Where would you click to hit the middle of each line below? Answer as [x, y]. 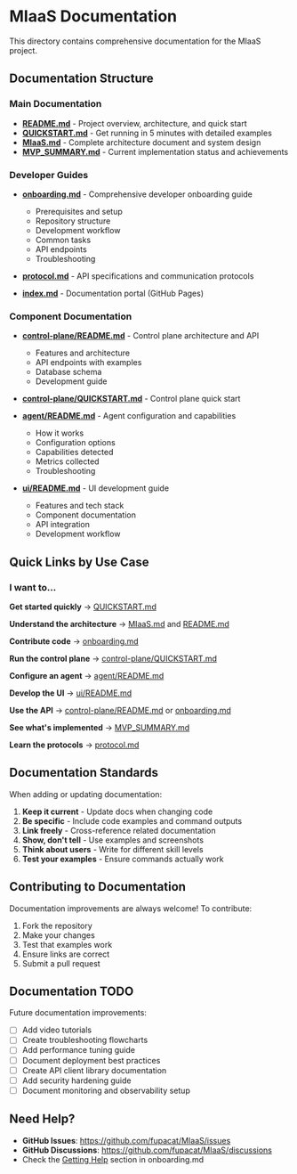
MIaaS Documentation [93, 16]
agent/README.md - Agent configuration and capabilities [129, 416]
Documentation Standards [84, 773]
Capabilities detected [74, 452]
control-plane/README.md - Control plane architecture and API [140, 336]
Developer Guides [49, 175]
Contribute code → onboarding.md [74, 641]
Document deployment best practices [91, 1060]
